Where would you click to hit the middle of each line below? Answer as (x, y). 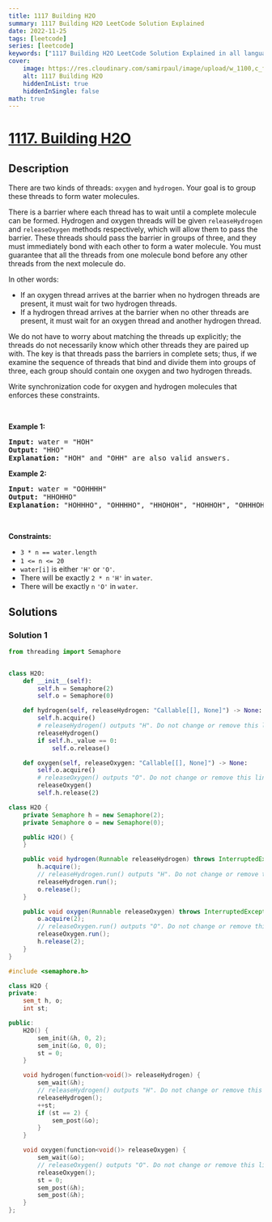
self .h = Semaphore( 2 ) (76, 689)
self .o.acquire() (66, 770)
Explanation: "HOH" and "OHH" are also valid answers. (119, 458)
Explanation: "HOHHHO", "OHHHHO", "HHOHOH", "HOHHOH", (119, 505)
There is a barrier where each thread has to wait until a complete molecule (132, 212)
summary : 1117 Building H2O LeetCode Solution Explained (106, 23)
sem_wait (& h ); (61, 1083)
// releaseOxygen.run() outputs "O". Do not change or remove (144, 927)
